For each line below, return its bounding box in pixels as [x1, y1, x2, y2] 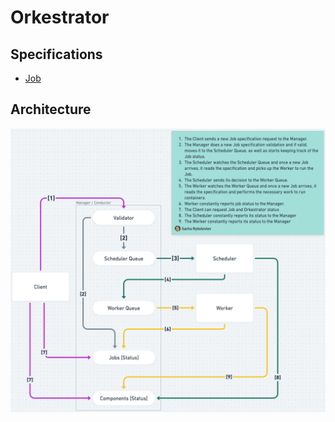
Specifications [10, 46, 103, 63]
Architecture [10, 101, 92, 118]
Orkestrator [10, 6, 110, 29]
